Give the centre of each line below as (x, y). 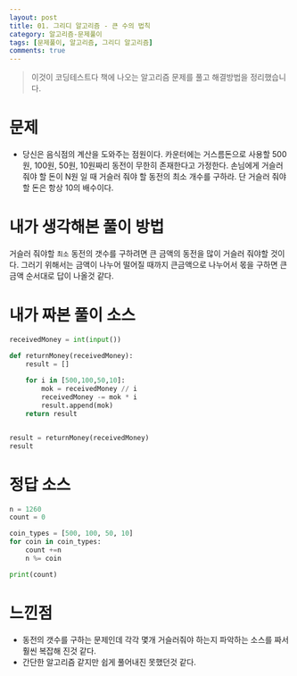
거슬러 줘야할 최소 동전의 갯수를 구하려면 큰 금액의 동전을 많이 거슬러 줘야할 (139, 254)
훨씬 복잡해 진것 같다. (59, 651)
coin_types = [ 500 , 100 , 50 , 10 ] (71, 534)
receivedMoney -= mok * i (90, 397)
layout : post (33, 17)
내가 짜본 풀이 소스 (72, 316)
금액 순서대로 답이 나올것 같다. (62, 276)
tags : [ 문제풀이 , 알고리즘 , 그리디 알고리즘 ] (81, 42)
